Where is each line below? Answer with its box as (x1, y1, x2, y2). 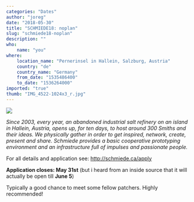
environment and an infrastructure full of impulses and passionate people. (6, 143, 188, 151)
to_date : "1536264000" (17, 80, 73, 86)
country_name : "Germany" (17, 69, 78, 75)
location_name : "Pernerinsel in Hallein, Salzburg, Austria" (17, 58, 170, 64)
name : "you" (17, 47, 46, 53)
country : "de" (17, 63, 51, 70)
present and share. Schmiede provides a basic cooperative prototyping (6, 137, 180, 144)
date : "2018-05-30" (6, 19, 54, 25)
